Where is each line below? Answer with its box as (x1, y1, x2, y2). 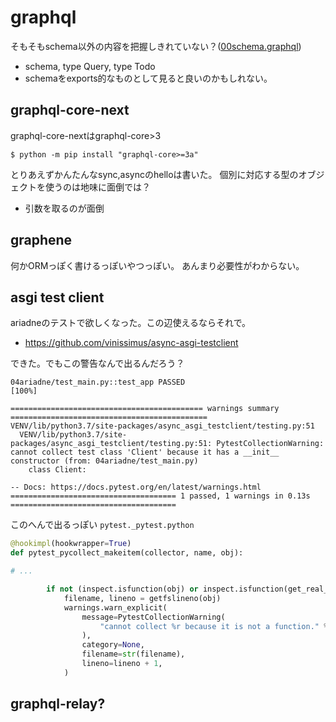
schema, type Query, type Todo (24, 60, 156, 72)
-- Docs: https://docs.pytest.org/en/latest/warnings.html (10, 482, 262, 493)
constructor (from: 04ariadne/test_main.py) (10, 456, 199, 466)
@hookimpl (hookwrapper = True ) (10, 539, 132, 549)
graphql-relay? (10, 696, 106, 713)
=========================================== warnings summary (10, 404, 280, 414)
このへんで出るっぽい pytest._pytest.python (10, 519, 195, 531)
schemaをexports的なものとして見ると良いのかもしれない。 (24, 72, 273, 84)
